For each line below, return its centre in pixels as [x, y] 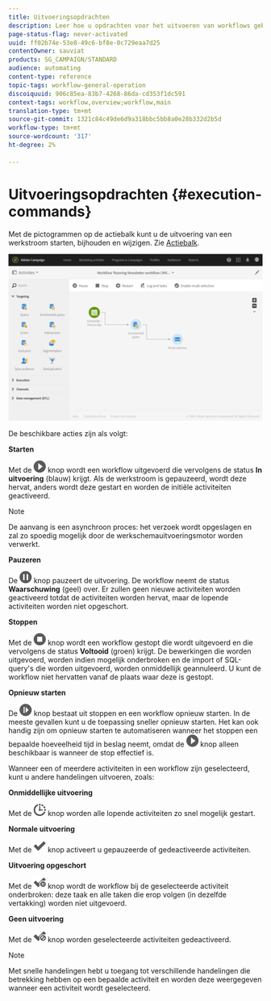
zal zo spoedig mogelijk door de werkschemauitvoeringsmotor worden [126, 536]
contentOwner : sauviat [46, 51]
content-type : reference [50, 77]
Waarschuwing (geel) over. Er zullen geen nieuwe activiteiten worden [124, 589]
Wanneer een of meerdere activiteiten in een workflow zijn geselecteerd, [129, 768]
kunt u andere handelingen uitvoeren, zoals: [81, 777]
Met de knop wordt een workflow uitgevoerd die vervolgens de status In [135, 470]
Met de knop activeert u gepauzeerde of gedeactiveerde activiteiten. [130, 850]
